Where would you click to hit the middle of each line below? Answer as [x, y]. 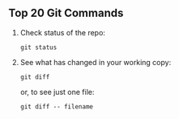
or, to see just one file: [57, 92]
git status [38, 47]
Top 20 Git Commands [66, 13]
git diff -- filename [56, 107]
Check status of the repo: [62, 32]
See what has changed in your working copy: [96, 62]
